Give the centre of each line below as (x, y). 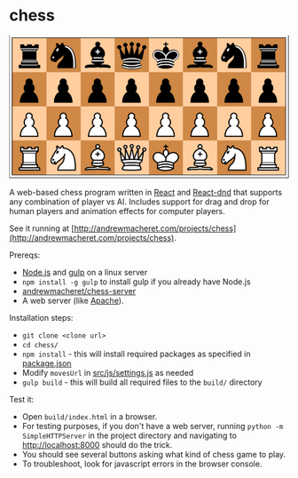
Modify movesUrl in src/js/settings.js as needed (108, 373)
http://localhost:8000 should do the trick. (97, 445)
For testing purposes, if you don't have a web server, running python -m (153, 426)
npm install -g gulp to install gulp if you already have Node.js (136, 282)
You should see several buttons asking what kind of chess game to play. (154, 455)
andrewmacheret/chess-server (79, 291)
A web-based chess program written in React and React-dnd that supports (145, 193)
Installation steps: (41, 318)
